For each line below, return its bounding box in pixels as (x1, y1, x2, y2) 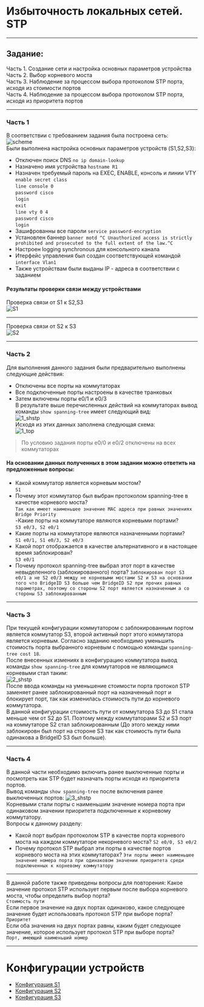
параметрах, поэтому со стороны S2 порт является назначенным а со (15, 585, 189, 591)
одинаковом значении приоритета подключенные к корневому (6, 807, 171, 815)
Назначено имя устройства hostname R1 (15, 163, 118, 171)
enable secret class (15, 177, 67, 183)
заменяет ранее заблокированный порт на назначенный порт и (6, 689, 172, 696)
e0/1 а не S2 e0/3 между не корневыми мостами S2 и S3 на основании (15, 575, 192, 581)
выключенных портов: (6, 794, 64, 802)
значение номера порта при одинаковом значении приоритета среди (15, 858, 184, 864)
